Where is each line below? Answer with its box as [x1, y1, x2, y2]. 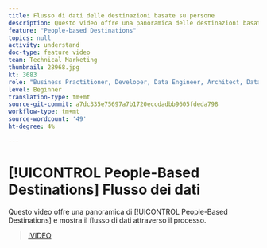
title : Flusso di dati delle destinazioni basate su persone [8, 11, 215, 20]
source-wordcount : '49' [8, 115, 87, 123]
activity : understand [8, 41, 80, 49]
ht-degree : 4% [8, 122, 56, 130]
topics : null [8, 33, 52, 42]
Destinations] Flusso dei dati [8, 180, 201, 199]
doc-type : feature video [8, 48, 91, 56]
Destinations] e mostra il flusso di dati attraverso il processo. [8, 215, 207, 225]
